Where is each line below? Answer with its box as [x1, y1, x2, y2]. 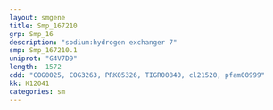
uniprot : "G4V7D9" [9, 54, 78, 63]
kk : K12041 [9, 79, 50, 88]
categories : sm [9, 87, 66, 96]
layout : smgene [9, 12, 66, 22]
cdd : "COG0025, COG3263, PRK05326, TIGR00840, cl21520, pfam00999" [9, 71, 266, 80]
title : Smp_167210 [9, 21, 78, 30]
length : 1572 [9, 63, 62, 72]
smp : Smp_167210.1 [9, 46, 78, 55]
